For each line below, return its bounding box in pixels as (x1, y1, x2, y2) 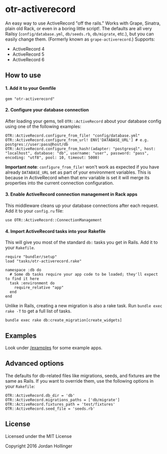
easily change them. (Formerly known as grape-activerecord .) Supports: (5, 36, 155, 42)
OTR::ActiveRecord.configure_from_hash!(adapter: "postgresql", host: (5, 146, 156, 151)
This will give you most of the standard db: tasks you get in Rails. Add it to (5, 240, 158, 246)
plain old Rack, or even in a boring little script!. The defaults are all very (5, 25, 152, 31)
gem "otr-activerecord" (5, 96, 55, 101)
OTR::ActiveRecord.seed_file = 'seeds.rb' (5, 406, 95, 411)
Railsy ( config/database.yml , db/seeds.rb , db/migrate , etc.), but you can (5, 31, 154, 37)
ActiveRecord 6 (12, 56, 45, 62)
